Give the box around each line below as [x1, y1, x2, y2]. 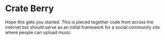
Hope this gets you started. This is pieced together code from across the [5, 19, 154, 25]
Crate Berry [5, 3, 54, 14]
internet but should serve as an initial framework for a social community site [5, 24, 160, 30]
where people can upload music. [5, 29, 72, 35]
